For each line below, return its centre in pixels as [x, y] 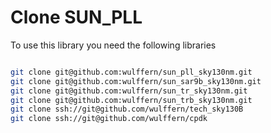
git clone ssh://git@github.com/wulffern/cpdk [109, 119]
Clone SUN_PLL [76, 17]
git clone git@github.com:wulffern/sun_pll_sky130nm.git [131, 72]
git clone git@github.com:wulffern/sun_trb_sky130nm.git [131, 100]
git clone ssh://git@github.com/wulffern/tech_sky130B [127, 109]
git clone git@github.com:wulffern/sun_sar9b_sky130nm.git [136, 81]
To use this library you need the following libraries [113, 45]
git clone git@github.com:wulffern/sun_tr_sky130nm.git [129, 91]
